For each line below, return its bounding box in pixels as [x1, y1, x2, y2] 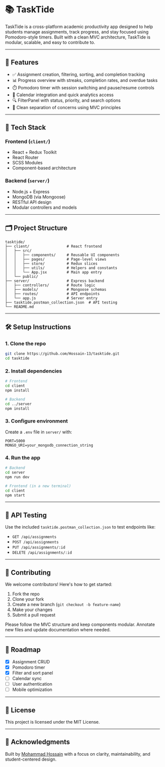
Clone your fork [12, 596, 44, 602]
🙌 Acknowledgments [5, 738, 70, 746]
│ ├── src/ [5, 248, 32, 253]
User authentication [12, 681, 53, 687]
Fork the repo [12, 591, 40, 597]
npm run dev [5, 474, 29, 479]
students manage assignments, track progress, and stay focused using [5, 29, 149, 35]
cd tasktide [5, 356, 29, 361]
